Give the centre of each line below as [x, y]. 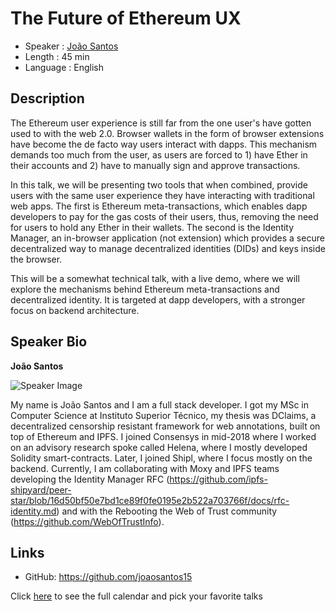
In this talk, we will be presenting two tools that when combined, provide [159, 184]
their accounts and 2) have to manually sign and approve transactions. [155, 165]
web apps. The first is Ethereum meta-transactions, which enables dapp [159, 206]
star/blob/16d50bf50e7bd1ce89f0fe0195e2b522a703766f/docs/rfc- [150, 500]
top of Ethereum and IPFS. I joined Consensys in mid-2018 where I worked [163, 436]
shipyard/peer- [41, 489]
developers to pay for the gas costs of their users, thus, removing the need [164, 216]
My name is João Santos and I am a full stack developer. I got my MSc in [160, 404]
